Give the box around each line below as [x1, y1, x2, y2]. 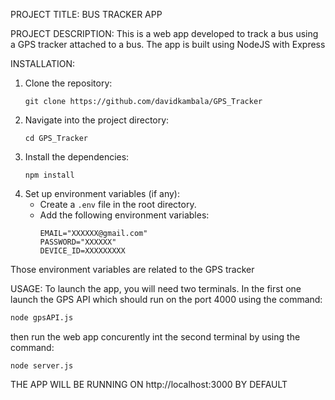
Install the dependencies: [24, 151, 130, 163]
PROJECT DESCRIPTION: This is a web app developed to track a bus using [10, 28, 319, 39]
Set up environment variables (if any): [24, 188, 180, 199]
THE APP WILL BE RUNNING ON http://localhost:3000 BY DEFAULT [10, 378, 288, 390]
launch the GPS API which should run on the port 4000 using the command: [10, 294, 323, 305]
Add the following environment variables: [39, 209, 210, 221]
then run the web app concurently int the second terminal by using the [10, 330, 301, 343]
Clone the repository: [24, 77, 113, 89]
